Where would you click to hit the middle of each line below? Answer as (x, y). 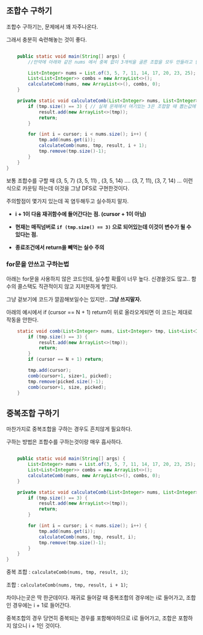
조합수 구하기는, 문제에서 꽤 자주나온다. (52, 27)
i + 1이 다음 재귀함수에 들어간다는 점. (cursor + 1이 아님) (81, 213)
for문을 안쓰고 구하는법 (38, 264)
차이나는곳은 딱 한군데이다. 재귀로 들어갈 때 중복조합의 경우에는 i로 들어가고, (95, 598)
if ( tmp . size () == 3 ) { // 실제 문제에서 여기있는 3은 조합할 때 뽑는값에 (112, 106)
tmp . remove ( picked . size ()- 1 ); (66, 381)
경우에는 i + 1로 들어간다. (42, 605)
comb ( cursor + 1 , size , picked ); (67, 387)
